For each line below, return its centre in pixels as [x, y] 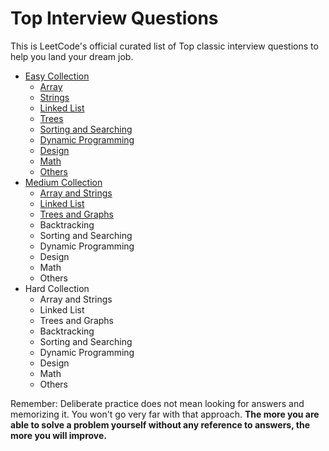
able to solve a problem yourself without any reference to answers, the [160, 424]
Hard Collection [57, 288]
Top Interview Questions [114, 18]
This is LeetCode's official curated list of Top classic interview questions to [164, 46]
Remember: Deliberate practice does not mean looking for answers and [157, 403]
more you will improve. [59, 435]
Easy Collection [57, 76]
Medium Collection [63, 182]
